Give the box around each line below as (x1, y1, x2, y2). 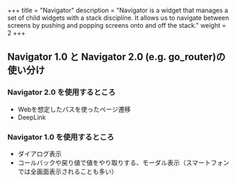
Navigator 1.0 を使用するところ (7, 132, 114, 141)
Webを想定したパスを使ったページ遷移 (17, 105, 132, 113)
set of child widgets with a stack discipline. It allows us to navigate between (7, 14, 230, 22)
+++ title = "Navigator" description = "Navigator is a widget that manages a (7, 6, 229, 14)
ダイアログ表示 (17, 149, 62, 158)
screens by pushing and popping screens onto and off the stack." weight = (7, 21, 226, 29)
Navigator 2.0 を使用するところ (7, 87, 116, 97)
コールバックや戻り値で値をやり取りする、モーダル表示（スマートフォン (17, 158, 230, 166)
